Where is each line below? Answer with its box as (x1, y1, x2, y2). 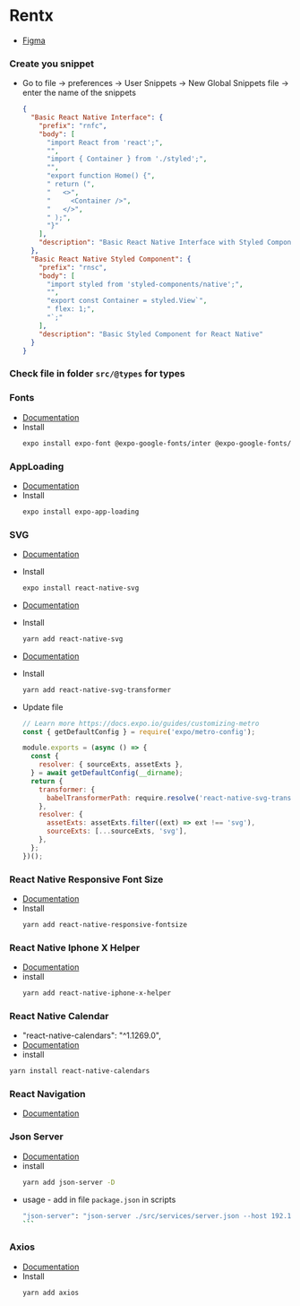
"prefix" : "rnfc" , (39, 121, 107, 130)
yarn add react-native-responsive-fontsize (21, 920, 188, 929)
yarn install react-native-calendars (9, 1067, 150, 1076)
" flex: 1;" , (46, 305, 96, 314)
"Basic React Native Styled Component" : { (30, 255, 192, 264)
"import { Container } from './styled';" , (46, 154, 208, 164)
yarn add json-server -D (21, 1178, 116, 1187)
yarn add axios (21, 1288, 80, 1297)
